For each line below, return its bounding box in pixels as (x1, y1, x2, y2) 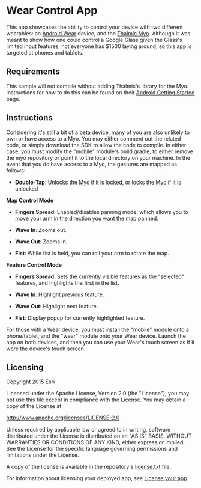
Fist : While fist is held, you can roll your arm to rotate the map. (14, 249, 169, 257)
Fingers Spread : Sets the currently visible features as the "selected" (14, 273, 185, 280)
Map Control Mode (6, 197, 54, 204)
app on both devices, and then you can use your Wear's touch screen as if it (6, 338, 195, 346)
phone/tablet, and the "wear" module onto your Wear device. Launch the (6, 332, 186, 340)
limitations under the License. (6, 451, 79, 459)
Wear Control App (6, 4, 98, 17)
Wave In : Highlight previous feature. (14, 291, 104, 298)
